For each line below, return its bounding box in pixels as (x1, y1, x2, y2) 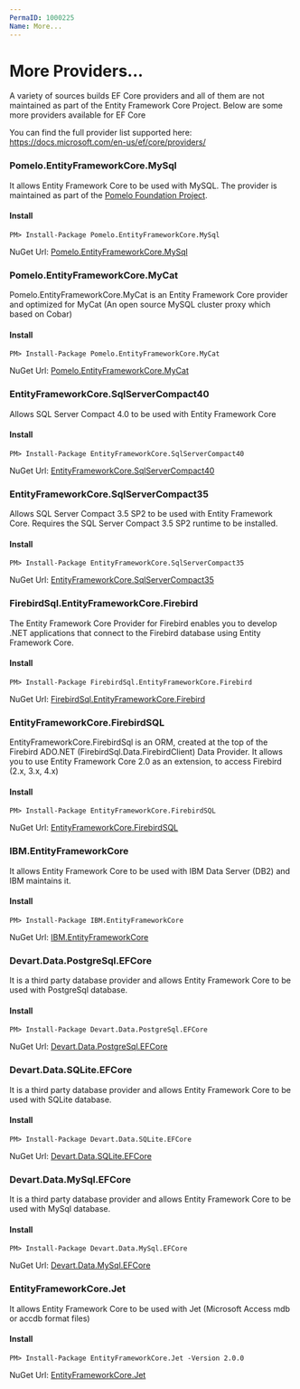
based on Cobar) (9, 309, 72, 319)
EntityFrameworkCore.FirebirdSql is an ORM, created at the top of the (9, 737, 268, 747)
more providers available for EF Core (9, 109, 146, 120)
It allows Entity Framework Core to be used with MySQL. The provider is (9, 180, 277, 191)
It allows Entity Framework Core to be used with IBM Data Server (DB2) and (9, 865, 291, 876)
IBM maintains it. (9, 875, 71, 886)
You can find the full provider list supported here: (9, 128, 192, 138)
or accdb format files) (9, 1313, 90, 1324)
